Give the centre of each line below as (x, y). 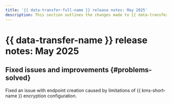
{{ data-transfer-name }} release (76, 40)
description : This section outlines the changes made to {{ (71, 15)
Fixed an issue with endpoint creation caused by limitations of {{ (73, 90)
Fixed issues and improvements (57, 70)
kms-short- (154, 90)
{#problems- (131, 70)
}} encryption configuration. (48, 96)
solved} (18, 78)
